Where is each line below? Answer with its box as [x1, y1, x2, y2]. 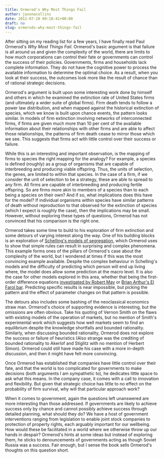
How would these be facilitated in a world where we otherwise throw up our [5, 427, 157, 433]
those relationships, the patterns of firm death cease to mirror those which [5, 131, 155, 137]
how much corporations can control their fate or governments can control [5, 54, 153, 60]
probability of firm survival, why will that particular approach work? [5, 386, 140, 392]
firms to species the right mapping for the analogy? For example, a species [5, 156, 156, 162]
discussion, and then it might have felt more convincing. [5, 351, 118, 357]
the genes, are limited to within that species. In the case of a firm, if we [5, 172, 148, 177]
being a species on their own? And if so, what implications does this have [5, 192, 153, 198]
